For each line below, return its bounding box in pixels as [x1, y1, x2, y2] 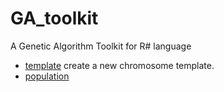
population [24, 70, 70, 82]
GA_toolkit [10, 7, 99, 30]
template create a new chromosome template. [24, 59, 215, 71]
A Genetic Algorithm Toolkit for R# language [10, 40, 192, 52]
